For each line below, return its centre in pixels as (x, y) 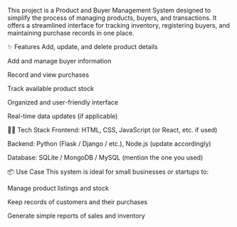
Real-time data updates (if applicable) (63, 116)
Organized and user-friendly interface (63, 102)
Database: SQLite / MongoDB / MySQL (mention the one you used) (105, 157)
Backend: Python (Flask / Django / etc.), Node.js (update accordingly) (109, 144)
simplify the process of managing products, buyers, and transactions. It (112, 18)
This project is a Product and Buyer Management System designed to (109, 10)
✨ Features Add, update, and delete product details (83, 47)
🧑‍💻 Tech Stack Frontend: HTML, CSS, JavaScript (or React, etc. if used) (112, 130)
